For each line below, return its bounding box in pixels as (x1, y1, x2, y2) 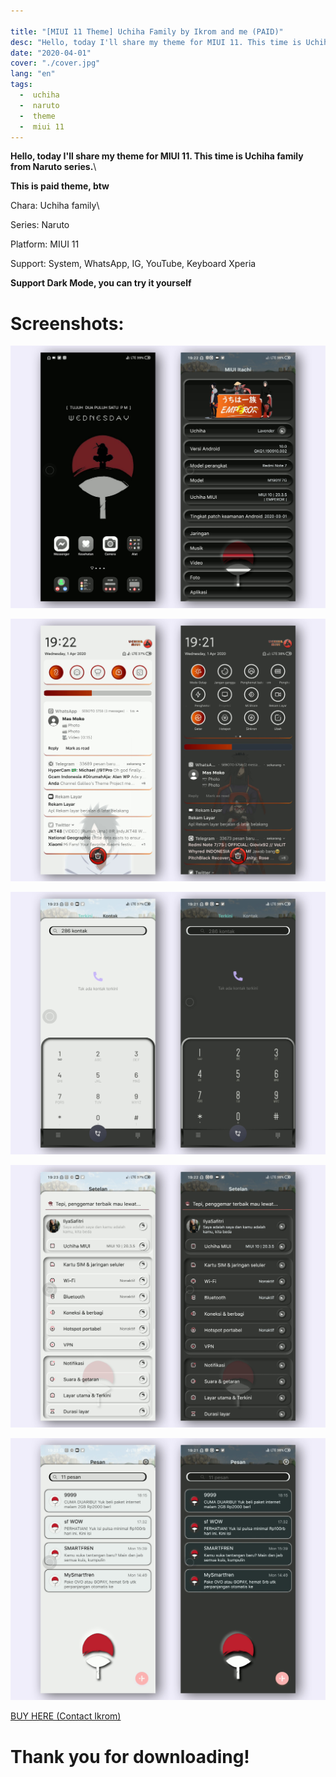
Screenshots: (10, 312, 125, 335)
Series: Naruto (10, 219, 70, 231)
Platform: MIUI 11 (10, 238, 80, 250)
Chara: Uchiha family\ (10, 200, 100, 212)
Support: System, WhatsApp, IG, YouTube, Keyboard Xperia (10, 258, 257, 270)
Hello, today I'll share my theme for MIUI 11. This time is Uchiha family (10, 150, 304, 162)
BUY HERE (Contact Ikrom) (10, 1710, 122, 1722)
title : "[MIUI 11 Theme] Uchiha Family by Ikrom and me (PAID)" (10, 26, 284, 37)
